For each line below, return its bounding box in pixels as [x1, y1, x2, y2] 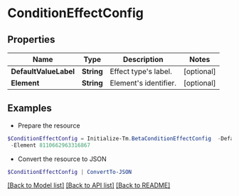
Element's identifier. [110, 78, 176, 88]
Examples [7, 102, 52, 115]
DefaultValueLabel [11, 66, 75, 76]
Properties [7, 33, 55, 46]
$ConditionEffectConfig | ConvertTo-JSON [7, 168, 132, 175]
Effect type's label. [110, 66, 172, 76]
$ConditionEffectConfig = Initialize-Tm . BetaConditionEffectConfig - [7, 135, 221, 142]
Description [122, 55, 164, 64]
